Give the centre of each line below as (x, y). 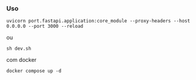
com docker (21, 60)
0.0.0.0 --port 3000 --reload (45, 26)
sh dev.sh (19, 49)
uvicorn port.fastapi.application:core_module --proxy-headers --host (98, 21)
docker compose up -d (34, 71)
